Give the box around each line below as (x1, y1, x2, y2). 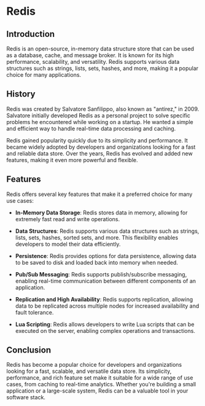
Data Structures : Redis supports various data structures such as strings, (15, 227, 199, 235)
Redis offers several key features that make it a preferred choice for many (6, 190, 193, 198)
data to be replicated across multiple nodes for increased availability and (15, 302, 199, 310)
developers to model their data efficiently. (15, 240, 121, 248)
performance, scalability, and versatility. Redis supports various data (6, 58, 180, 65)
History (6, 89, 36, 100)
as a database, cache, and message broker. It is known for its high (6, 52, 174, 59)
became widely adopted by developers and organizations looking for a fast (6, 143, 196, 150)
